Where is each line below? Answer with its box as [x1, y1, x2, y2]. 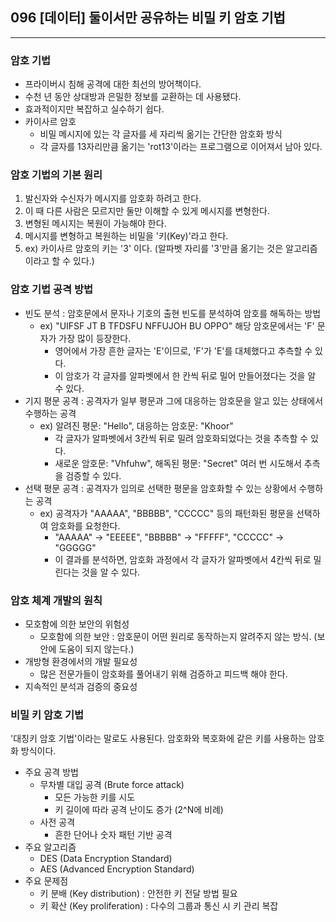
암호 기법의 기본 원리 [10, 168, 103, 182]
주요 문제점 [24, 875, 69, 887]
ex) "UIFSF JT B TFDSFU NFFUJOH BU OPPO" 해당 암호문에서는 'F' [39, 319, 315, 332]
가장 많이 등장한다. [58, 332, 132, 344]
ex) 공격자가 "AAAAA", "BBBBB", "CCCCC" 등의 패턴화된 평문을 [39, 507, 295, 519]
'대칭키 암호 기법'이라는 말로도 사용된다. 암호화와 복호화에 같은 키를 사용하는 [10, 733, 307, 745]
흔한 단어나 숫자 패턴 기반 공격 [54, 829, 173, 841]
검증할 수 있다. [65, 469, 122, 482]
